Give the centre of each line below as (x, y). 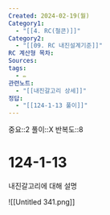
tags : (17, 68)
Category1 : (26, 23)
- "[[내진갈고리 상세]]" (51, 91)
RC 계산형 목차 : (31, 53)
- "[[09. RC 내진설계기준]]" (59, 46)
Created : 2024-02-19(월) (49, 16)
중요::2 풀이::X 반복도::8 (46, 130)
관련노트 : (21, 83)
